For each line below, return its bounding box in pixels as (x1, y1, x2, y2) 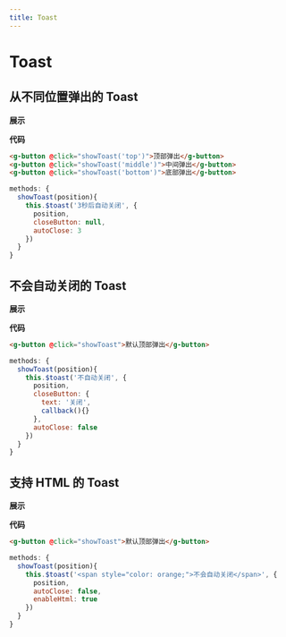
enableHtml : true (32, 595, 98, 604)
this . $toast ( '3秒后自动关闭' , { (25, 201, 138, 210)
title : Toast (9, 13, 58, 22)
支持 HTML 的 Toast (9, 475, 120, 490)
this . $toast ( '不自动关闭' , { (25, 373, 127, 382)
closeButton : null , (32, 217, 105, 226)
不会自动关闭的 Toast (9, 278, 127, 293)
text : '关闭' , (41, 398, 91, 407)
